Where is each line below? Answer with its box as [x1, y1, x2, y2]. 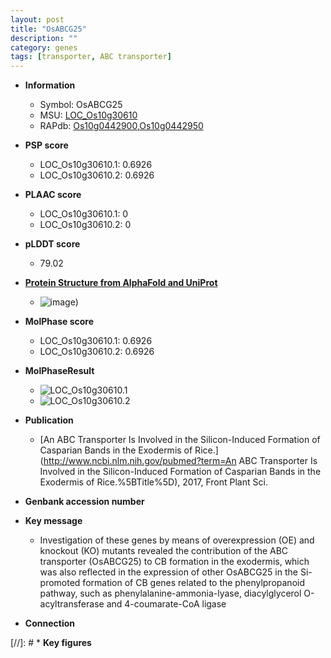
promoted [39, 577, 81, 589]
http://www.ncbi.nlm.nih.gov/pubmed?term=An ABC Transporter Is [43, 455, 318, 467]
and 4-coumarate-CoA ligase [106, 598, 227, 610]
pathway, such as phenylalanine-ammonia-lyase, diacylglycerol [39, 587, 302, 600]
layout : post [10, 14, 65, 25]
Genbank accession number [24, 496, 145, 508]
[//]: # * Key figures [10, 637, 92, 649]
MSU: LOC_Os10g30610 [39, 109, 138, 121]
